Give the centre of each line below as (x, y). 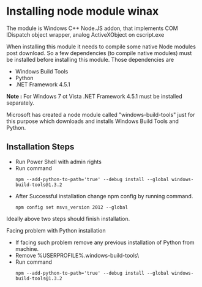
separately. (21, 103)
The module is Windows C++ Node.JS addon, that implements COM (92, 28)
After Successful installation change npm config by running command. (104, 196)
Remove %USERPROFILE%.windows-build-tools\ (77, 255)
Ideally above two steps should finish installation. (68, 218)
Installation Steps (40, 147)
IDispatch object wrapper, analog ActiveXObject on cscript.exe (85, 34)
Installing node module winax (83, 11)
